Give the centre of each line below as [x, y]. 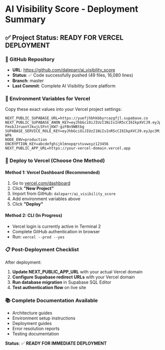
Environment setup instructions [44, 318]
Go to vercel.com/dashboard [41, 183]
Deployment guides [32, 323]
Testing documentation [36, 334]
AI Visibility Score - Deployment [72, 9]
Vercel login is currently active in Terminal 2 [56, 226]
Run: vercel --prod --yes [38, 237]
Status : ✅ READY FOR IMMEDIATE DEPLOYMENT [56, 343]
